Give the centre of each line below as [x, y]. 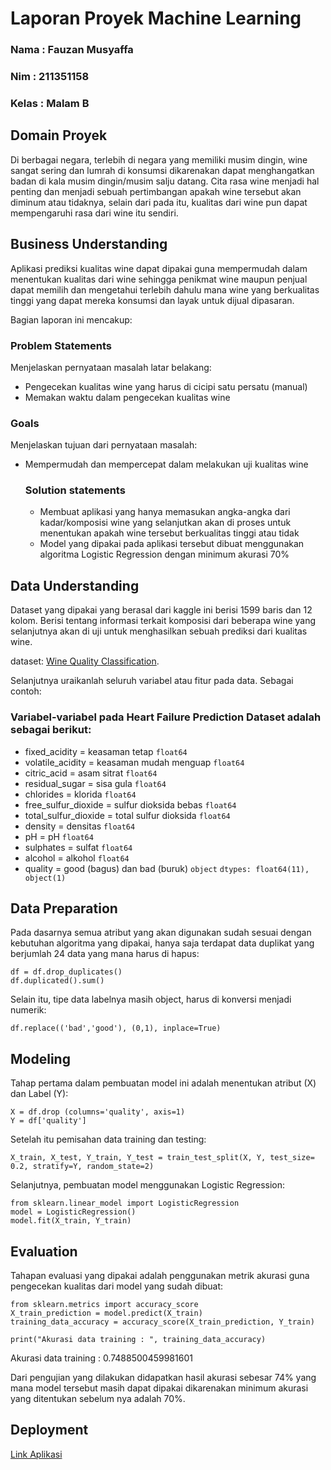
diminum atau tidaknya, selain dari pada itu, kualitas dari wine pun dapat [159, 202]
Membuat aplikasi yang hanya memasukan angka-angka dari [165, 512]
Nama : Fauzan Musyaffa [72, 50]
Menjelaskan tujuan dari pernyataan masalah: [104, 445]
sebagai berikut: [51, 730]
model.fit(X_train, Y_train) [71, 1221]
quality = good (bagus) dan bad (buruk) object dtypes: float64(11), [167, 868]
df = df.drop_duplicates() [66, 972]
